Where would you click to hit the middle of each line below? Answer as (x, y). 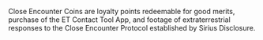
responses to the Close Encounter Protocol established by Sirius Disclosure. (132, 28)
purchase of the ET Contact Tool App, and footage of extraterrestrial (119, 20)
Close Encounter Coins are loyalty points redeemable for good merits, (122, 11)
